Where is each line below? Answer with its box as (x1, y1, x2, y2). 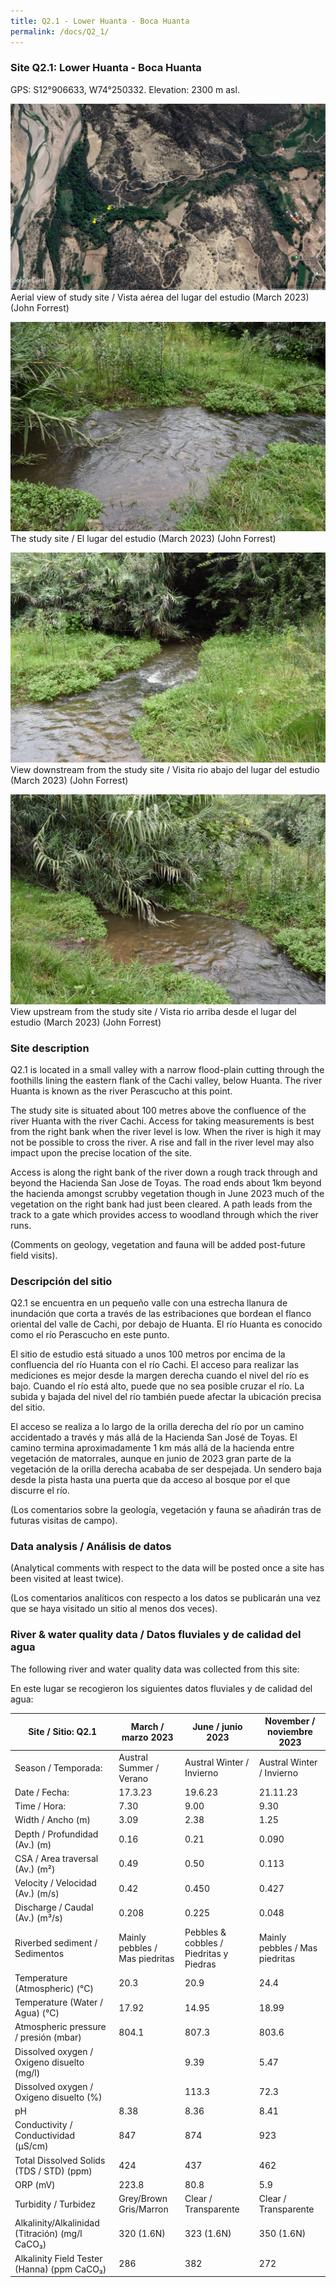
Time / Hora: (14, 1800, 67, 1812)
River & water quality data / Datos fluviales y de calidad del (10, 1628, 302, 1642)
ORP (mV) (14, 2178, 56, 2190)
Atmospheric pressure (14, 2021, 107, 2033)
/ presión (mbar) (14, 2031, 82, 2044)
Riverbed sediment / (14, 1936, 98, 1949)
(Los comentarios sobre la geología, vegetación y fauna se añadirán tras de (10, 1504, 322, 1516)
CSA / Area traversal (14, 1852, 99, 1864)
